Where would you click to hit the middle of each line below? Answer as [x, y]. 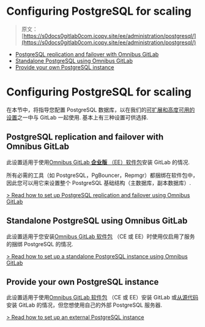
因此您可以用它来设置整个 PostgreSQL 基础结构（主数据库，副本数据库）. [99, 182]
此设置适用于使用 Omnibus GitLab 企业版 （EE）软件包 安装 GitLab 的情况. [98, 162]
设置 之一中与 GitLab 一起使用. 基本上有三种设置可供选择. [77, 117]
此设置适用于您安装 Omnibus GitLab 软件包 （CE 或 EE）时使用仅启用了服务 [101, 236]
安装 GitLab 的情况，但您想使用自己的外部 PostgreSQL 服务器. [84, 305]
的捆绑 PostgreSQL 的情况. [40, 244]
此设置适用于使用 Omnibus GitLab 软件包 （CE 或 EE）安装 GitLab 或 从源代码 [102, 298]
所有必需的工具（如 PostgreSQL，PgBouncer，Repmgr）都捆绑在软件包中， [102, 175]
